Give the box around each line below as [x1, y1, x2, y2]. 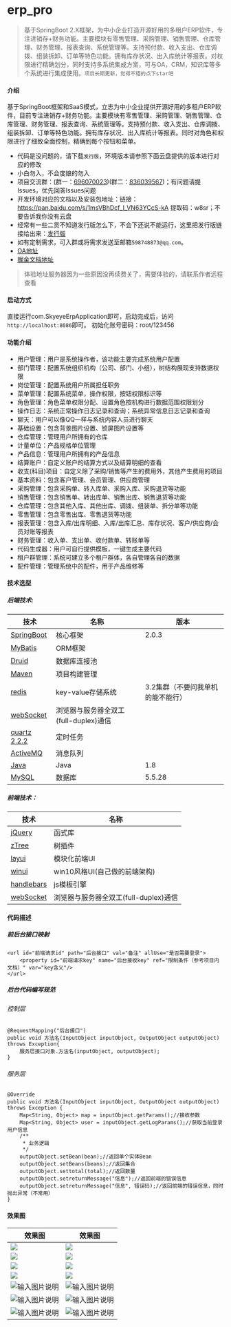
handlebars [10, 879, 47, 889]
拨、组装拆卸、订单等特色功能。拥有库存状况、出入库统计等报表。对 [23, 51, 217, 60]
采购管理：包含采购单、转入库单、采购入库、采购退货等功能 [16, 484, 186, 492]
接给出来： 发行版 [16, 230, 66, 238]
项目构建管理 [56, 669, 98, 679]
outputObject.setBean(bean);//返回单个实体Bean [19, 1153, 153, 1161]
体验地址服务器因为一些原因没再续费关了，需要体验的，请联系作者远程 [23, 270, 223, 278]
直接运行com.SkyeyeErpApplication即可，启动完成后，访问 [7, 313, 174, 321]
